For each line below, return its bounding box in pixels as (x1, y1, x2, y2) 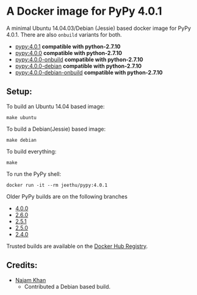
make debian (6, 137, 37, 143)
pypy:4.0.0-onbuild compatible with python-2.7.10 (15, 56, 143, 63)
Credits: (6, 260, 38, 271)
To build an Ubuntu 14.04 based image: (6, 103, 105, 110)
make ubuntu (6, 114, 37, 120)
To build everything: (6, 148, 57, 155)
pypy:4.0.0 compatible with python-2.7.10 (15, 49, 123, 56)
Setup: (6, 87, 32, 97)
